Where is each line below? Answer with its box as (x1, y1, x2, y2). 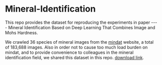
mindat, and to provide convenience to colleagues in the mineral (5, 49, 134, 55)
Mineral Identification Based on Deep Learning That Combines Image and (8, 24, 156, 30)
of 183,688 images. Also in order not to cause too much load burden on (5, 44, 148, 50)
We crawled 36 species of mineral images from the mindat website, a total (5, 39, 154, 45)
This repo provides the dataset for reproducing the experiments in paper (5, 19, 150, 25)
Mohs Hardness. (5, 30, 38, 35)
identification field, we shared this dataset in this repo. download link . (5, 54, 144, 60)
